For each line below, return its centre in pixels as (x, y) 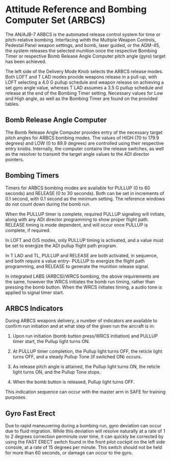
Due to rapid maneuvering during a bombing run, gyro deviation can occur (83, 426)
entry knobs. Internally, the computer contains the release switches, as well (85, 149)
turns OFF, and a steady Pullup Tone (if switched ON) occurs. (77, 357)
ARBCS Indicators (34, 308)
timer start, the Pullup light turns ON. (51, 342)
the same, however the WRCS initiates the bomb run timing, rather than (80, 281)
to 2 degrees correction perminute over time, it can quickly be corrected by (84, 436)
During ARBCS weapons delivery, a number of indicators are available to (81, 321)
